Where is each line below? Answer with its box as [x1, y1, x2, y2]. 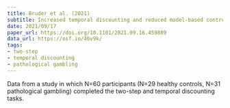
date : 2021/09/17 [7, 23, 57, 29]
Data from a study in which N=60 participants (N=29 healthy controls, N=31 [7, 79, 221, 87]
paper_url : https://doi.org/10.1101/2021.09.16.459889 [7, 29, 167, 36]
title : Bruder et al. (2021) [7, 10, 90, 17]
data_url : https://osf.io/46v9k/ [7, 36, 103, 42]
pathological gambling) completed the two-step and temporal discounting [7, 87, 216, 95]
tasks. [7, 94, 25, 103]
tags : [7, 42, 23, 49]
